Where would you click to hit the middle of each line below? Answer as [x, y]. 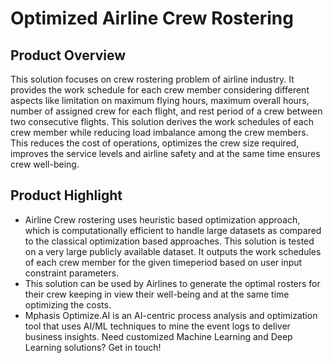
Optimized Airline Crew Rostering [152, 18]
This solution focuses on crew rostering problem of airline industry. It [152, 79]
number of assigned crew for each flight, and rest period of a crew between [166, 111]
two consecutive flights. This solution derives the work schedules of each [162, 121]
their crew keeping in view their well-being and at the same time [157, 294]
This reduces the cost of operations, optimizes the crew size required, [155, 143]
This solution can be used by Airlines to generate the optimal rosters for [172, 283]
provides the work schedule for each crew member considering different [160, 90]
